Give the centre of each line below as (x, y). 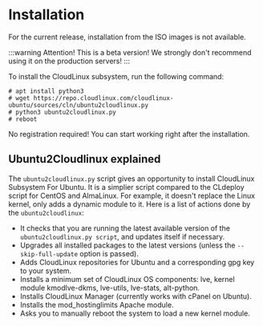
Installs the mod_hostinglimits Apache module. (97, 304)
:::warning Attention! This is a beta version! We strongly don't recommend (130, 52)
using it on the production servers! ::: (69, 61)
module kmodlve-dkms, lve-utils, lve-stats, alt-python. (110, 288)
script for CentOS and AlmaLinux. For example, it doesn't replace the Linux (131, 195)
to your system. (46, 271)
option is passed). (109, 253)
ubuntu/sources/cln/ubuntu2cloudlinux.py (79, 105)
